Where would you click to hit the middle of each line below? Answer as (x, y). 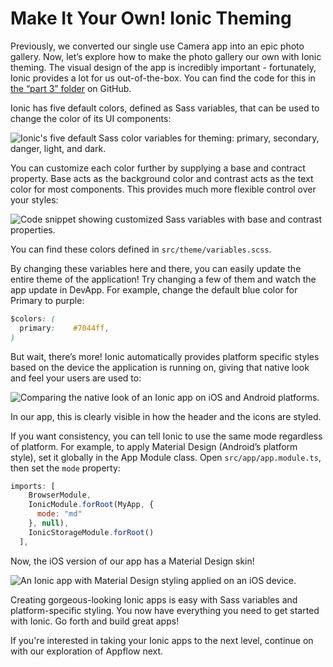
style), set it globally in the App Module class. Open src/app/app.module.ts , (166, 457)
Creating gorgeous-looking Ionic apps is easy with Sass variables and (154, 599)
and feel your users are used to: (76, 378)
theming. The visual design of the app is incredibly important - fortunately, (163, 67)
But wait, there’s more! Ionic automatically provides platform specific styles (165, 356)
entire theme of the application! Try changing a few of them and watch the (163, 279)
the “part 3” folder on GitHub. (71, 88)
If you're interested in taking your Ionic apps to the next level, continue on (162, 640)
